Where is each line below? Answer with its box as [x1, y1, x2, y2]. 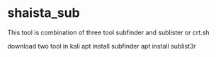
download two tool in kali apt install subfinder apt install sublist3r [7, 42, 196, 50]
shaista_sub [7, 5, 80, 21]
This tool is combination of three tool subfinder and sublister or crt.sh [7, 28, 210, 37]
